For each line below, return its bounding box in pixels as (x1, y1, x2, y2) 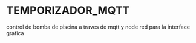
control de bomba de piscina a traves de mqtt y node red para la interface (6, 23, 191, 30)
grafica (6, 29, 24, 36)
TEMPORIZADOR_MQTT (6, 4, 130, 17)
